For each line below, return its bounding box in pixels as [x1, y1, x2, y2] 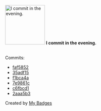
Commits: [5, 55, 25, 61]
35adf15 [12, 70, 29, 75]
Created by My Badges [5, 100, 52, 106]
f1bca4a [12, 75, 29, 80]
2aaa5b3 [12, 91, 31, 96]
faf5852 [12, 64, 29, 70]
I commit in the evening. [46, 40, 97, 46]
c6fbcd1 [12, 85, 29, 91]
